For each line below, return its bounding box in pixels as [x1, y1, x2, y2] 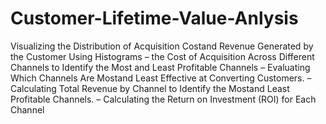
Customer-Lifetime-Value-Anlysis [10, 7, 299, 30]
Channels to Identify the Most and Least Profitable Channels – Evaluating [10, 61, 311, 73]
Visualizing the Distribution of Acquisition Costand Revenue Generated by [10, 40, 314, 52]
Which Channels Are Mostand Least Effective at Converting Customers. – [10, 72, 312, 84]
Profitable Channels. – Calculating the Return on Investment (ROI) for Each [10, 93, 317, 105]
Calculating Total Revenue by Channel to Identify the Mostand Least [10, 82, 290, 94]
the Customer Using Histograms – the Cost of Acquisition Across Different [10, 50, 315, 62]
